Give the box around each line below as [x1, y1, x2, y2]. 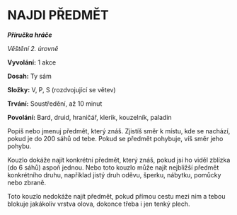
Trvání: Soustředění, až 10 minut [7, 99, 103, 108]
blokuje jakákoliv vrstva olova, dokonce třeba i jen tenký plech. [7, 199, 190, 208]
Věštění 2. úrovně [7, 44, 59, 53]
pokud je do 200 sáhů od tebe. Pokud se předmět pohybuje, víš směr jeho [7, 134, 224, 143]
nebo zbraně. [7, 178, 47, 187]
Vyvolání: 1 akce [7, 57, 57, 67]
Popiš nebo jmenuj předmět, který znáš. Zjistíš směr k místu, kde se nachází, [7, 126, 231, 135]
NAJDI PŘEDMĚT [7, 7, 109, 23]
